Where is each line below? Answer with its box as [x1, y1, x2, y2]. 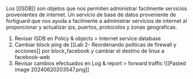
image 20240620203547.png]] [14, 66, 89, 73]
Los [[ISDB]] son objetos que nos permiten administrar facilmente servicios [6, 5, 187, 12]
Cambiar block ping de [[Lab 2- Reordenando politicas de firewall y [14, 41, 177, 48]
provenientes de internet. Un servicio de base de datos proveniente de [6, 11, 177, 18]
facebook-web [14, 54, 50, 60]
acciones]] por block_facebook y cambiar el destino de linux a [14, 47, 165, 54]
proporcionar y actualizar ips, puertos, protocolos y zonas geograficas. [6, 23, 177, 30]
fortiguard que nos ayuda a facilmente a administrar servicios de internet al [6, 18, 187, 24]
